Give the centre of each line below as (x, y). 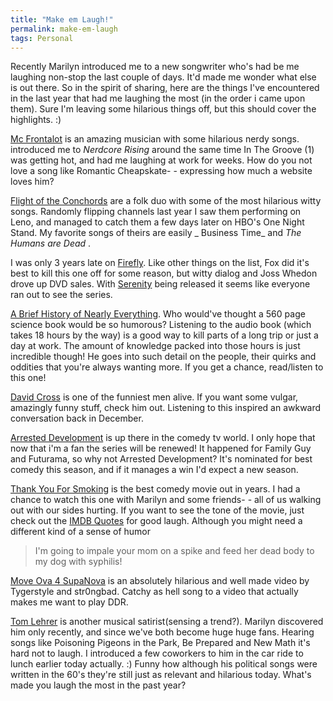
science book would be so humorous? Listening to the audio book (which (161, 325)
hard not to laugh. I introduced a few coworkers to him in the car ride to (157, 653)
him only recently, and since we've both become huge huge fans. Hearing (162, 632)
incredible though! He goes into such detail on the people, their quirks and (163, 357)
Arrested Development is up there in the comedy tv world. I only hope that (163, 438)
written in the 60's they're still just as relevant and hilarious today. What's (161, 675)
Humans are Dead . (51, 243)
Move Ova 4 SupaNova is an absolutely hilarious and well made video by (160, 581)
